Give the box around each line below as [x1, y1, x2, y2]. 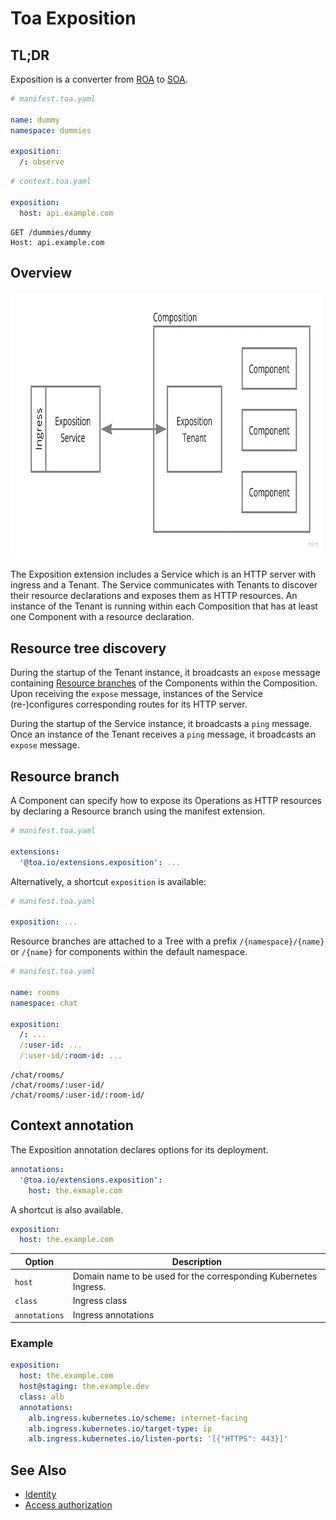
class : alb [19, 1392, 65, 1402]
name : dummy [10, 115, 60, 125]
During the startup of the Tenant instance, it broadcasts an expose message [10, 667, 321, 679]
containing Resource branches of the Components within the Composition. [10, 677, 318, 689]
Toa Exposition [10, 7, 137, 30]
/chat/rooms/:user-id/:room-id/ [10, 1090, 145, 1101]
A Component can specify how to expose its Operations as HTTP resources [10, 795, 323, 807]
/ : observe [19, 157, 65, 167]
